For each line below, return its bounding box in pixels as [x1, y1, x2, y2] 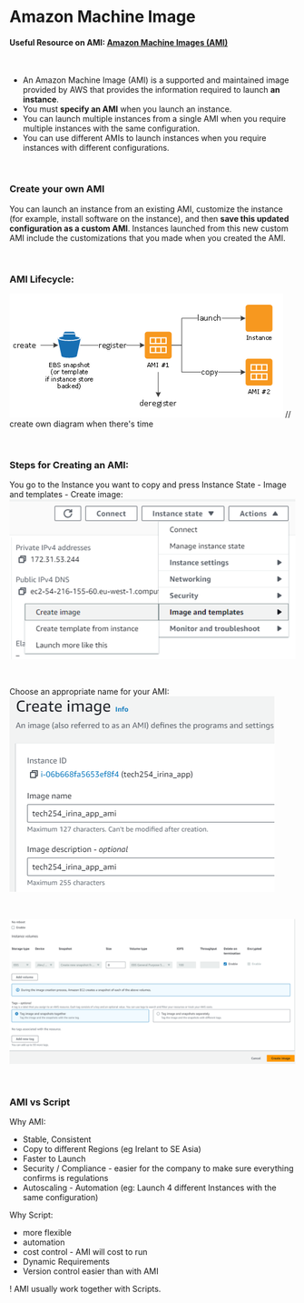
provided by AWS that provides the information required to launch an [22, 85, 280, 95]
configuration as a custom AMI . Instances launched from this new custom [9, 223, 289, 234]
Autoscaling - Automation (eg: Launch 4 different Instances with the [22, 1182, 277, 1193]
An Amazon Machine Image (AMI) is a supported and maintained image [22, 75, 289, 85]
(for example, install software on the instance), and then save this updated [9, 213, 289, 224]
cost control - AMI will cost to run [22, 1246, 148, 1257]
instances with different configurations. [22, 143, 170, 154]
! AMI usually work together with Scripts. [9, 1283, 162, 1294]
